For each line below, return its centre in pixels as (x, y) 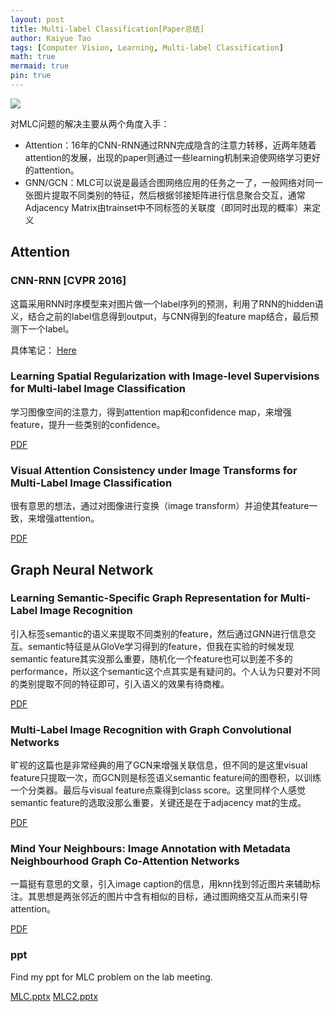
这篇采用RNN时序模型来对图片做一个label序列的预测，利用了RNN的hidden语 (167, 303)
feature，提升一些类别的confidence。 (88, 424)
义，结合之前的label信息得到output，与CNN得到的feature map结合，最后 (160, 316)
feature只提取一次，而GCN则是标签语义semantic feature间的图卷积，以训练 (166, 778)
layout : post (37, 19)
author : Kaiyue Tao (51, 38)
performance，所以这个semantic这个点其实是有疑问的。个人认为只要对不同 (165, 671)
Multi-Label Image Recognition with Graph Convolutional (151, 729)
